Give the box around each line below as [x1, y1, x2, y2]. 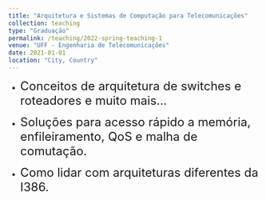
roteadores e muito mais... [19, 93, 168, 108]
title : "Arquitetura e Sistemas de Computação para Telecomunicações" [8, 11, 248, 20]
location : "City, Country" [8, 57, 98, 65]
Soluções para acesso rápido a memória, [19, 114, 252, 130]
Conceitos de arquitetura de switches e [19, 78, 242, 94]
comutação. [19, 143, 88, 158]
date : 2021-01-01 [8, 49, 66, 57]
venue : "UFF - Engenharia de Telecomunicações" [8, 42, 170, 50]
